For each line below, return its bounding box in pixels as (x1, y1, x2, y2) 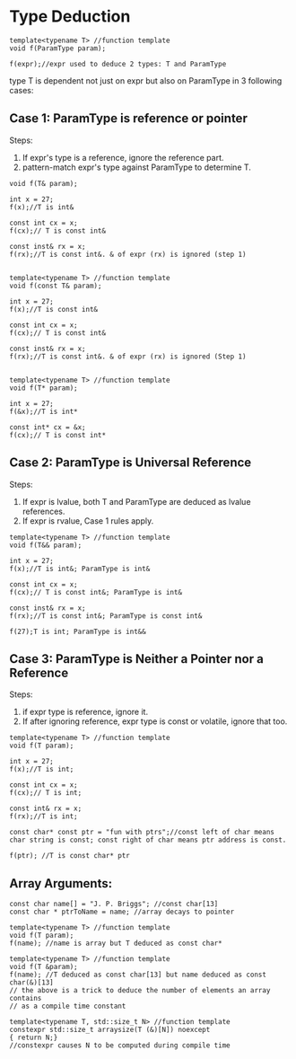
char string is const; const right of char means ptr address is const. (9, 835, 287, 845)
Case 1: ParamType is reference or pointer (9, 110, 248, 127)
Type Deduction (9, 6, 131, 27)
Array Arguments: (9, 876, 113, 891)
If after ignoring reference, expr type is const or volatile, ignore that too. (22, 716, 288, 727)
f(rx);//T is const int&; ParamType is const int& (9, 611, 203, 621)
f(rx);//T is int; (9, 812, 78, 821)
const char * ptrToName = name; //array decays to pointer (9, 907, 235, 917)
